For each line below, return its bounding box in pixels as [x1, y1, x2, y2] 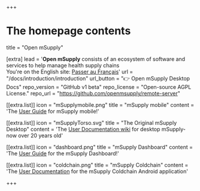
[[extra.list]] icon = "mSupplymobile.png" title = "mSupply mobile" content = [6, 101, 195, 108]
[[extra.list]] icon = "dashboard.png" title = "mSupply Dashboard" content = [6, 143, 193, 150]
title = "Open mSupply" [6, 44, 63, 51]
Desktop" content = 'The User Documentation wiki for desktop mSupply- [6, 125, 186, 133]
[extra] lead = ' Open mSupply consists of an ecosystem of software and [6, 55, 186, 63]
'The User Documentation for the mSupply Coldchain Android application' [6, 168, 189, 175]
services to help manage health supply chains [6, 61, 120, 69]
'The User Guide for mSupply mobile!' [6, 107, 100, 115]
